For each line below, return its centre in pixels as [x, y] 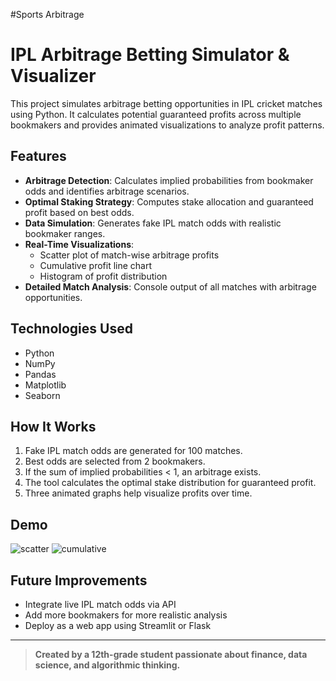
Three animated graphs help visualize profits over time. [138, 493]
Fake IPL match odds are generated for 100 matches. [133, 451]
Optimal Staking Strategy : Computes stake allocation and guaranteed [169, 201]
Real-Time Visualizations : [79, 244]
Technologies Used [71, 329]
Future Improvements [79, 580]
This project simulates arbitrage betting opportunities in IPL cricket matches [166, 103]
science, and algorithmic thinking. [107, 665]
